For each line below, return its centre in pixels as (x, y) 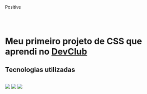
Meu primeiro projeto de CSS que (74, 41)
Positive (13, 7)
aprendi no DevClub (46, 52)
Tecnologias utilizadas (40, 69)
